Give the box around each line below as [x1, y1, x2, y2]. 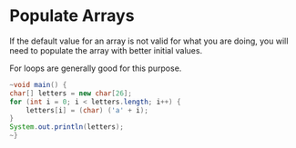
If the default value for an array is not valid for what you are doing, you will [9, 35, 289, 46]
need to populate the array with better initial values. [9, 44, 203, 55]
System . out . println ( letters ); [9, 123, 125, 132]
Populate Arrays [9, 5, 135, 26]
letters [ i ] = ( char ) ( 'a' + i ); [26, 105, 148, 114]
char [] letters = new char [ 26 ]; [9, 88, 132, 98]
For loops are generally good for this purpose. [9, 63, 182, 74]
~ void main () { [9, 80, 67, 89]
